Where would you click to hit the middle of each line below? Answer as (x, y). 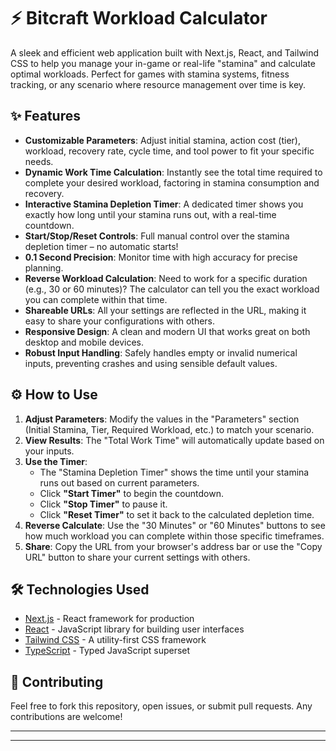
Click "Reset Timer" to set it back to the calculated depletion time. (177, 514)
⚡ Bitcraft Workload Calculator (139, 18)
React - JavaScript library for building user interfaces (134, 629)
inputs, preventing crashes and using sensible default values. (151, 363)
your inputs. (49, 451)
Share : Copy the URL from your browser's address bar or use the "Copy (173, 546)
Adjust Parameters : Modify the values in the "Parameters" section (162, 419)
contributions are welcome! (66, 717)
